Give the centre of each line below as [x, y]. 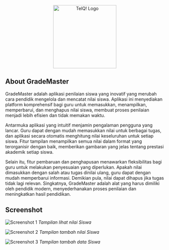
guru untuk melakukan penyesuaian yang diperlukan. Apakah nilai [74, 167]
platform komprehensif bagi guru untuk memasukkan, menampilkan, [76, 104]
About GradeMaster [37, 82]
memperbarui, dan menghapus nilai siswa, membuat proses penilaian [77, 110]
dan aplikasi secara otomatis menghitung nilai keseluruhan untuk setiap [79, 136]
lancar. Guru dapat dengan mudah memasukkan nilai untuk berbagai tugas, [83, 130]
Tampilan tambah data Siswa [70, 242]
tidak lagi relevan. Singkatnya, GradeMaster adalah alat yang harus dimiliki [82, 183]
